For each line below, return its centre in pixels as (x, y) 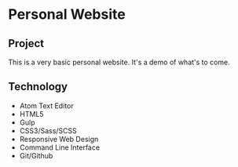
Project (26, 44)
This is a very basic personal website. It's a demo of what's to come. (119, 62)
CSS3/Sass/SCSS (48, 130)
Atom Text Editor (46, 105)
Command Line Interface (60, 147)
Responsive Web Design (59, 139)
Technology (38, 87)
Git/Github (36, 155)
